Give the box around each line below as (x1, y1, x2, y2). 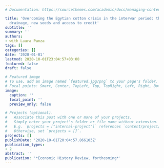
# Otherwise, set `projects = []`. (5, 129, 82, 133)
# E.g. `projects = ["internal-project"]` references (5, 124, 121, 129)
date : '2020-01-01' (5, 52, 45, 57)
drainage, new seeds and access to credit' (9, 20, 99, 25)
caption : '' (9, 93, 34, 97)
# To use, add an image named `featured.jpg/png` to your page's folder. (5, 79, 159, 84)
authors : (5, 34, 23, 39)
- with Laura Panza (5, 38, 45, 44)
